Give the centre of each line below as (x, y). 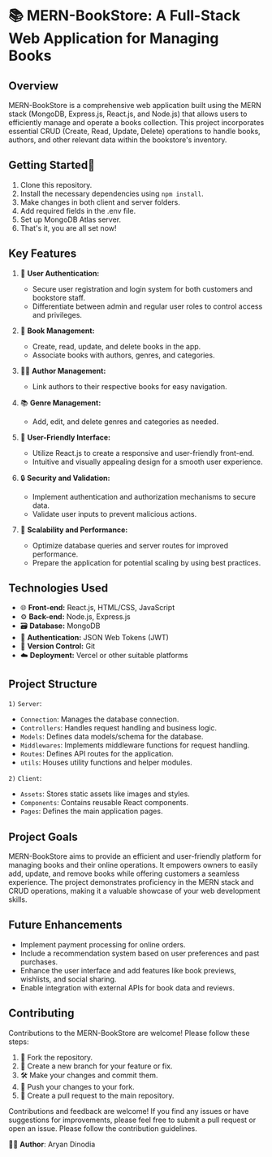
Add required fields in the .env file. (78, 210)
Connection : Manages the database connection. (99, 719)
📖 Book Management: (57, 331)
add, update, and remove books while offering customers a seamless (124, 873)
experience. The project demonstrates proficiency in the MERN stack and (131, 882)
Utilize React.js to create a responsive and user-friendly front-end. (143, 453)
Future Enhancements (66, 925)
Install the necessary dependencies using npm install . (112, 193)
